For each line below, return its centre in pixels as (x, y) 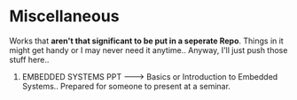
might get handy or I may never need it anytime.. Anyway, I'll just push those (148, 50)
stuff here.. (29, 59)
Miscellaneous (64, 16)
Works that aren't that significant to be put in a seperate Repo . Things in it (146, 41)
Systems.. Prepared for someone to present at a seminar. (126, 86)
